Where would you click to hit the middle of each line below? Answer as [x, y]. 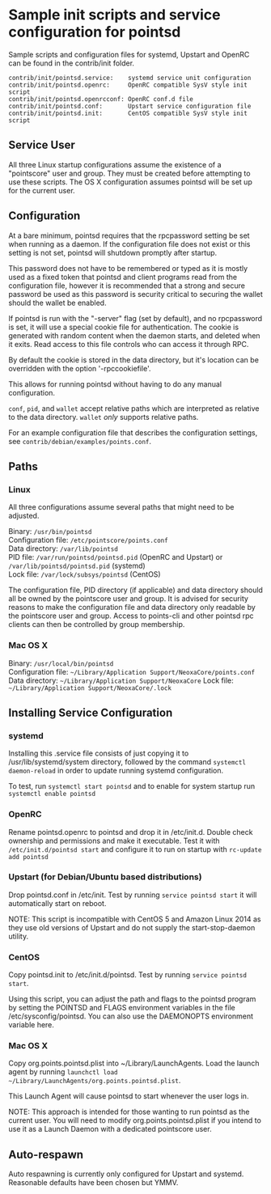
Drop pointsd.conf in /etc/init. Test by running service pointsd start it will [133, 895]
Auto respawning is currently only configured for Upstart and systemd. [126, 1174]
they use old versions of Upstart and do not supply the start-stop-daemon [132, 927]
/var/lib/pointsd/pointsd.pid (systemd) [77, 566]
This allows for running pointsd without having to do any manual [115, 384]
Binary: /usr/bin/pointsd [50, 531]
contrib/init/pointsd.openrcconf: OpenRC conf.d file [101, 99]
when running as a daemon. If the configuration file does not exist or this [129, 243]
